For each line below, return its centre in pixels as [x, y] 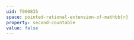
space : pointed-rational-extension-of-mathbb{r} [67, 17]
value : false [22, 28]
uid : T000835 [22, 11]
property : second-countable [41, 22]
